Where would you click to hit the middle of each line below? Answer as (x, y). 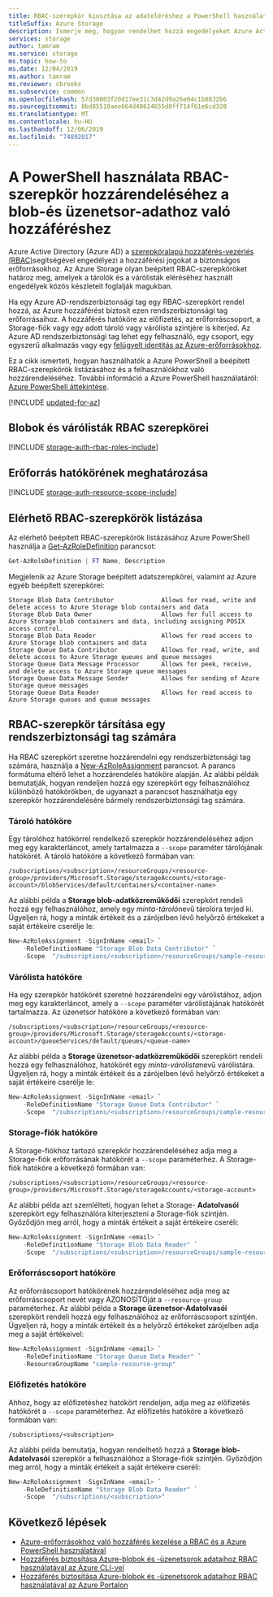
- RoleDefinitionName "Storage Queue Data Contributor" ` (121, 1104)
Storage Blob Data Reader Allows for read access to (130, 636)
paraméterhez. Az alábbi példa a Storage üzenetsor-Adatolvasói (118, 1308)
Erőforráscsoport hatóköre (62, 1273)
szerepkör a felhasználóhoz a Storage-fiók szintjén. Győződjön (157, 1458)
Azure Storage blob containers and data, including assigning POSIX (127, 621)
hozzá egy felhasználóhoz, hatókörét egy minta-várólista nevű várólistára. (132, 1065)
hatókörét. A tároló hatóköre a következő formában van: (102, 856)
